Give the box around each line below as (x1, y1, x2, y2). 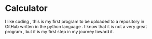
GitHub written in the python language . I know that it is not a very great (5, 23, 147, 29)
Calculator (5, 3, 48, 14)
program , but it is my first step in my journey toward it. (5, 29, 114, 34)
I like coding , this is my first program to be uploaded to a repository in (5, 19, 145, 24)
